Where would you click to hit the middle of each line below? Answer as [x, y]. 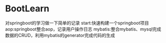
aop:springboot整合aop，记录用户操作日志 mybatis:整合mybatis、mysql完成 [83, 29]
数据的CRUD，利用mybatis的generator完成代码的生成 [60, 35]
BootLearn [27, 9]
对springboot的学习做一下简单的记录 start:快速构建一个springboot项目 [77, 23]
